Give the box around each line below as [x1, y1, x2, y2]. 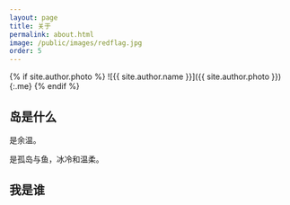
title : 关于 [9, 22, 51, 31]
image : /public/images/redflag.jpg [9, 38, 143, 48]
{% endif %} [34, 81, 81, 92]
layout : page [9, 13, 58, 22]
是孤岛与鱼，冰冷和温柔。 [9, 154, 104, 165]
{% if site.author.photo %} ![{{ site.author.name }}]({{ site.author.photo [9, 71, 270, 82]
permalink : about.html [9, 30, 94, 39]
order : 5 [9, 47, 42, 56]
